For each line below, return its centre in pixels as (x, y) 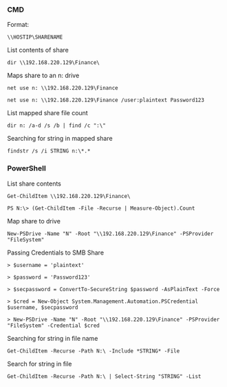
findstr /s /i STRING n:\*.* (49, 151)
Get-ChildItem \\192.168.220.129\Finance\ (69, 196)
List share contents (34, 183)
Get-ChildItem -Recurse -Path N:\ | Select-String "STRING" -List (104, 376)
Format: (18, 25)
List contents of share (38, 50)
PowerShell (26, 168)
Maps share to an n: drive (43, 76)
